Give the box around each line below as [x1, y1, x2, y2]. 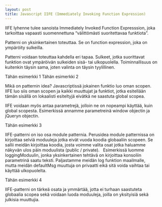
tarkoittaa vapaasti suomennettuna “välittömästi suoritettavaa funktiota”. [5, 30, 149, 36]
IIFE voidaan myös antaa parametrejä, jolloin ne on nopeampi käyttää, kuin [5, 103, 153, 108]
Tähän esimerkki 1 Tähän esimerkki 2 [5, 74, 79, 79]
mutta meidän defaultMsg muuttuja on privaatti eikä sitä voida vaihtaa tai [5, 163, 150, 168]
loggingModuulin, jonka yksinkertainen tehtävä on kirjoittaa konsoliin [5, 152, 142, 158]
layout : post [5, 7, 31, 12]
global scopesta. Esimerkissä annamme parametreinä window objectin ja [5, 107, 150, 114]
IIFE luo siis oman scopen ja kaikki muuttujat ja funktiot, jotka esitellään [5, 88, 146, 94]
